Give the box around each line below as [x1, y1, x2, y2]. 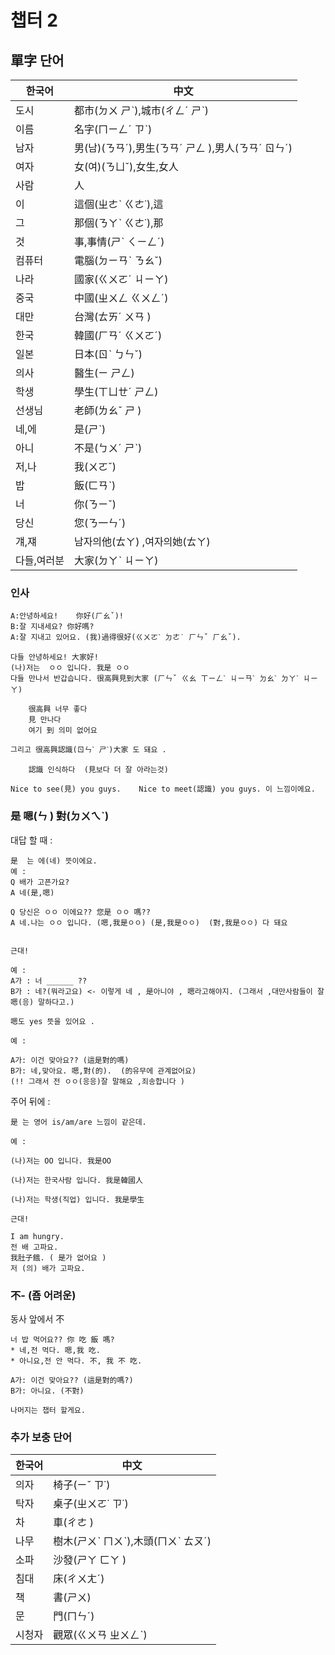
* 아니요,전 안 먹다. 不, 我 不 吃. [10, 1356, 143, 1366]
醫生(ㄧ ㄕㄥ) [73, 366, 135, 380]
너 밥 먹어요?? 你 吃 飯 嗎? [10, 1334, 115, 1345]
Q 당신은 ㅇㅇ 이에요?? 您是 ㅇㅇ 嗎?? [10, 907, 151, 917]
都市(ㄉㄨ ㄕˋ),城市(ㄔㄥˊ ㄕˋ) [73, 104, 210, 117]
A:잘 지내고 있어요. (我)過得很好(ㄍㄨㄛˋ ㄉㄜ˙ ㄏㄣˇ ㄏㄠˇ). [10, 632, 242, 643]
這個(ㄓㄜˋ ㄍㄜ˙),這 [73, 197, 164, 211]
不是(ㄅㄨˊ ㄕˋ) [73, 441, 143, 455]
